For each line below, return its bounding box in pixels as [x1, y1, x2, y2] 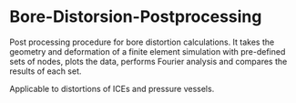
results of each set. [9, 66, 82, 77]
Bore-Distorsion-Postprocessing [9, 6, 262, 27]
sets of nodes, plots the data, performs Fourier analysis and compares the [9, 56, 288, 67]
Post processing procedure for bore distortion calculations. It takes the [9, 36, 275, 47]
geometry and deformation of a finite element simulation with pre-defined [9, 46, 286, 57]
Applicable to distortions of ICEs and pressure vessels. [9, 83, 215, 94]
